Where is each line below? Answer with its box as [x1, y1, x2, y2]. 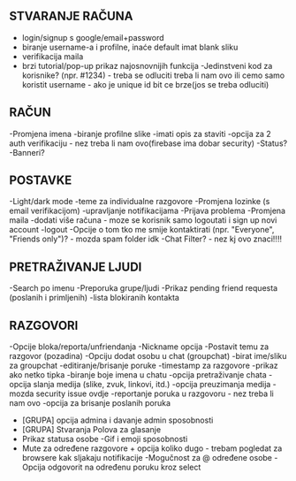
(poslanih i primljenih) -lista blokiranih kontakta [9, 293, 179, 303]
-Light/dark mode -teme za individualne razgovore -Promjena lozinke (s [9, 196, 270, 207]
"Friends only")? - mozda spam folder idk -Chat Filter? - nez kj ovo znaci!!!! [9, 233, 283, 244]
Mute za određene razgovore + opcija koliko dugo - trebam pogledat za [21, 443, 283, 454]
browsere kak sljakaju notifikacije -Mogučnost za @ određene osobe [21, 453, 272, 463]
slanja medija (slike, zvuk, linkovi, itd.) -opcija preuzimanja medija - [33, 379, 277, 390]
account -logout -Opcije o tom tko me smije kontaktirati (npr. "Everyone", [9, 225, 275, 235]
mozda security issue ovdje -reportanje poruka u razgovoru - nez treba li [9, 388, 274, 399]
